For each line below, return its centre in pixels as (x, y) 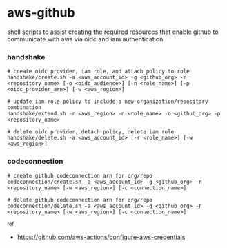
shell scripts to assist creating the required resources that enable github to (113, 32)
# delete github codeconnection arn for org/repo (80, 200)
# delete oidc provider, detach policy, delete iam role (91, 132)
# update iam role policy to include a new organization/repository (108, 102)
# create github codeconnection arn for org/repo (80, 175)
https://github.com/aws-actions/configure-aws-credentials (101, 237)
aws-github (41, 13)
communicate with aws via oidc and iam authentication (85, 39)
